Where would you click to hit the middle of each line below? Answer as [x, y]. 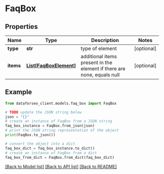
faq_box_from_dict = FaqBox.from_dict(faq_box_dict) [60, 157]
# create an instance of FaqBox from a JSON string [59, 121]
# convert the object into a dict [40, 144]
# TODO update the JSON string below [43, 112]
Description [105, 40]
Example [19, 92]
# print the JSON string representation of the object [62, 130]
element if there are [103, 69]
